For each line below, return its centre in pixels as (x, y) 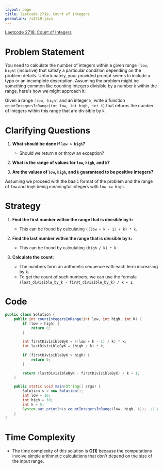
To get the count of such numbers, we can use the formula (78, 277)
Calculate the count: (33, 257)
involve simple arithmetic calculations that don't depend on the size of (82, 456)
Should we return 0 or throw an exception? (62, 153)
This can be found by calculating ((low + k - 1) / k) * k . (78, 229)
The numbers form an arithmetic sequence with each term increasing (89, 267)
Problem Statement (45, 52)
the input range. (28, 461)
